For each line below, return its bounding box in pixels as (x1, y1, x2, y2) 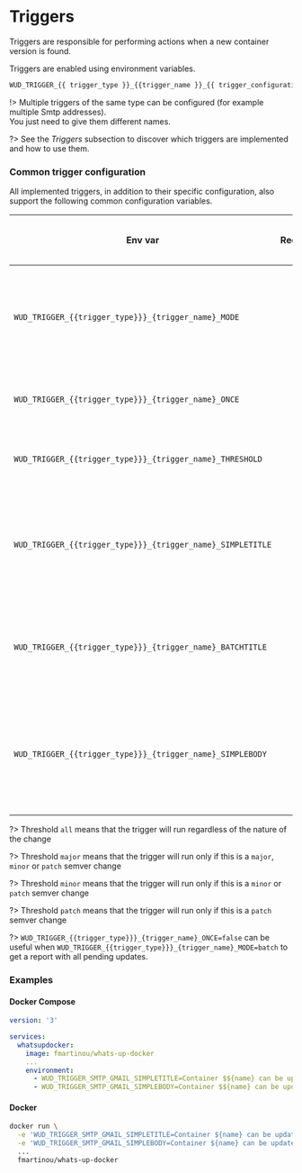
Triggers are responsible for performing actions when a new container (9, 36, 270, 47)
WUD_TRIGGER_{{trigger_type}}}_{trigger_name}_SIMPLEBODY (13, 750, 268, 759)
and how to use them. (9, 142, 90, 154)
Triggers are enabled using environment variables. (9, 63, 196, 74)
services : (9, 1032, 47, 1041)
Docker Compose (9, 996, 76, 1006)
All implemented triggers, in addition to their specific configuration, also (9, 186, 275, 197)
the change (9, 833, 52, 844)
